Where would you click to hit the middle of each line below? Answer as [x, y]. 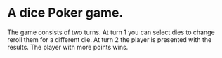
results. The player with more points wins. [68, 47]
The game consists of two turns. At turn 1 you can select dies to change [111, 32]
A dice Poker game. [65, 13]
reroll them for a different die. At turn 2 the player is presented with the [110, 39]
